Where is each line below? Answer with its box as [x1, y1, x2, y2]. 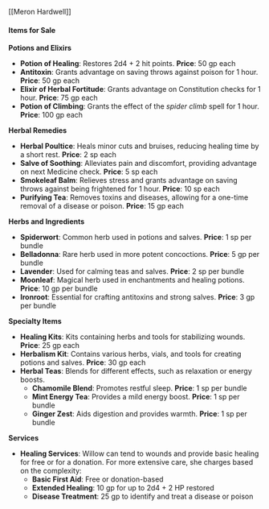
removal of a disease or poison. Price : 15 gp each [19, 201, 185, 211]
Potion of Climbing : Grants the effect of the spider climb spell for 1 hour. [19, 101, 259, 111]
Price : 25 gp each [19, 341, 80, 350]
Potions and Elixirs [8, 43, 72, 53]
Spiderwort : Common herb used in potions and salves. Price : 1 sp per [19, 233, 252, 242]
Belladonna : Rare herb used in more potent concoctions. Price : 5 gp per [19, 250, 260, 259]
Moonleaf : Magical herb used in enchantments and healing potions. [19, 275, 245, 285]
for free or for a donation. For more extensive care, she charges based [19, 457, 254, 467]
